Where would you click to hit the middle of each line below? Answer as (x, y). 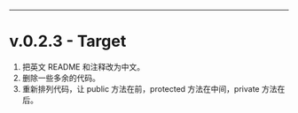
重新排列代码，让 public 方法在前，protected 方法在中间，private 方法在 (153, 88)
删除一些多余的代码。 (61, 78)
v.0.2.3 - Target (68, 41)
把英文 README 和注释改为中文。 (83, 66)
